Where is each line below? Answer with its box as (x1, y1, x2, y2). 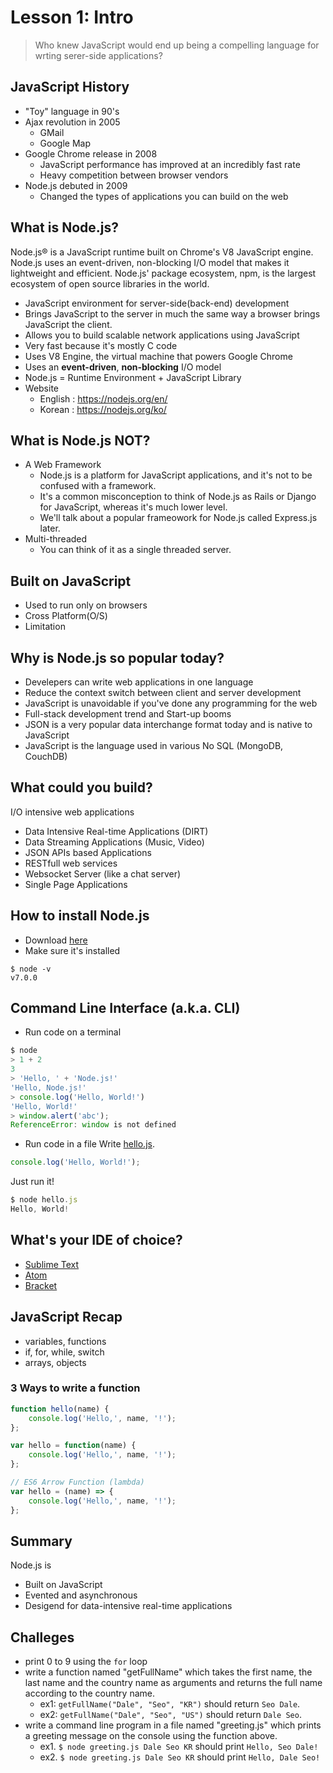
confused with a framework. (39, 480, 157, 492)
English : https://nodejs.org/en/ (39, 392, 168, 405)
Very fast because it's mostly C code (24, 339, 178, 351)
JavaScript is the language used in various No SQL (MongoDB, (24, 740, 284, 751)
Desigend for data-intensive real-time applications (24, 1600, 233, 1612)
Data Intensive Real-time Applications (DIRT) (24, 825, 209, 837)
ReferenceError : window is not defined (10, 1120, 177, 1130)
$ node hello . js (10, 1195, 78, 1205)
